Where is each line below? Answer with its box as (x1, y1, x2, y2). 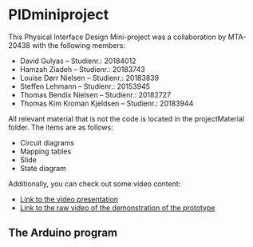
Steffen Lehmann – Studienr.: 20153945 (19, 82, 150, 91)
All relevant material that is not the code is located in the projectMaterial (8, 114, 245, 123)
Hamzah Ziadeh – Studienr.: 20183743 (19, 64, 145, 74)
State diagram (19, 163, 66, 173)
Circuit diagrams (19, 137, 74, 147)
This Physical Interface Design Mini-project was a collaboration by (8, 32, 227, 42)
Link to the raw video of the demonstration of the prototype (19, 202, 215, 213)
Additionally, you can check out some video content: (8, 178, 181, 189)
